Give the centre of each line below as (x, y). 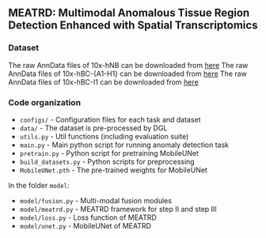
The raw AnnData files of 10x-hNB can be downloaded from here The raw (128, 65)
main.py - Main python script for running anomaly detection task (124, 145)
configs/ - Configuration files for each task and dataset (110, 119)
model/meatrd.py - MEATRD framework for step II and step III (118, 209)
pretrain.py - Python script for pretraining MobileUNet (109, 153)
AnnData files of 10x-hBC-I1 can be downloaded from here (104, 81)
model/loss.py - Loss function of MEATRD (88, 217)
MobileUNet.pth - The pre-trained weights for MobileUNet (114, 170)
